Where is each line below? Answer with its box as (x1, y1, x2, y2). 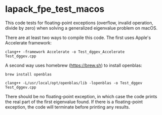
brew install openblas (5, 72, 52, 77)
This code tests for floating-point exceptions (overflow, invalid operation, (5, 20, 154, 26)
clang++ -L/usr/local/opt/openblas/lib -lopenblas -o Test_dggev (5, 80, 142, 85)
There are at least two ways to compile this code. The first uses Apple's (5, 35, 151, 40)
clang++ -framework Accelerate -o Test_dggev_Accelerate (5, 49, 125, 54)
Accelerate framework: (5, 39, 52, 45)
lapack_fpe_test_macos (5, 3, 105, 15)
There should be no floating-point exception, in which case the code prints (5, 93, 157, 99)
